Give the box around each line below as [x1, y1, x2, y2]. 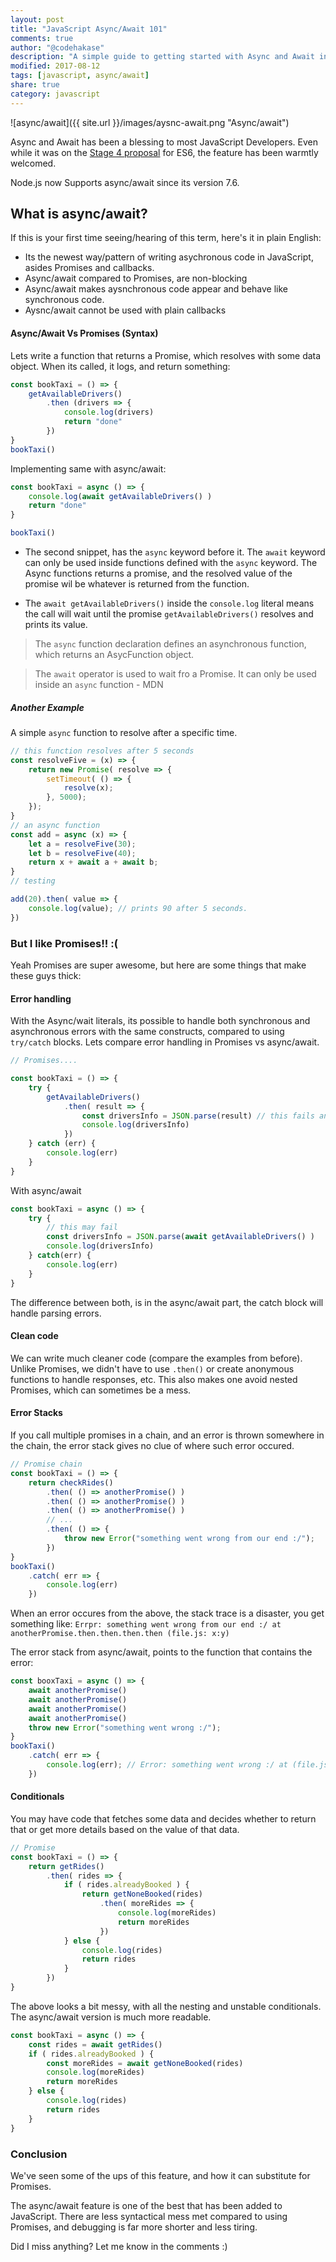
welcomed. [10, 157, 57, 169]
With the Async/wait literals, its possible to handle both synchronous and [10, 1015, 311, 1027]
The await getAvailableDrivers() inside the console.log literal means [24, 597, 315, 610]
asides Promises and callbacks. [24, 262, 155, 274]
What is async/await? [10, 206, 148, 223]
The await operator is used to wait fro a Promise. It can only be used [34, 668, 317, 680]
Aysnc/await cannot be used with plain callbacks [24, 304, 227, 316]
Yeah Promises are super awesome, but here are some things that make [10, 959, 307, 971]
